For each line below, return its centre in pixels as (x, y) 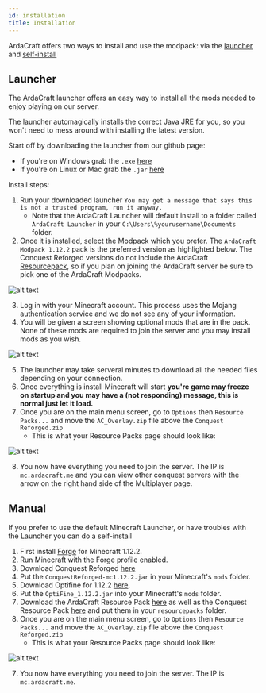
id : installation (37, 15)
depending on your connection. (71, 379)
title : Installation (42, 23)
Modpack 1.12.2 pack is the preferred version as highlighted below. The (136, 249)
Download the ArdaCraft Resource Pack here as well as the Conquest (133, 602)
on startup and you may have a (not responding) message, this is (129, 395)
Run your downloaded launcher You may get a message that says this (136, 200)
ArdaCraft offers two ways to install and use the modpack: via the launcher (131, 45)
